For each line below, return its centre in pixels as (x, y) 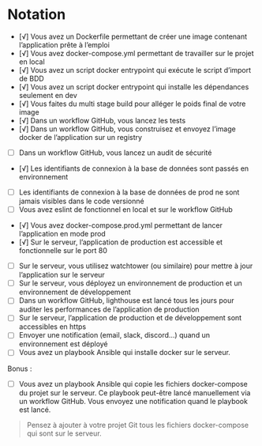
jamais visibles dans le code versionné (81, 201)
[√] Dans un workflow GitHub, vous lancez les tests (102, 120)
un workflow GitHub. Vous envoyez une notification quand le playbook (133, 401)
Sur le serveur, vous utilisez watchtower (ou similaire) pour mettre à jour (136, 266)
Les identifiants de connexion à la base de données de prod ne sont (129, 192)
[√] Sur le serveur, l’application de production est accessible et (120, 242)
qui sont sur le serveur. (64, 433)
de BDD (31, 78)
